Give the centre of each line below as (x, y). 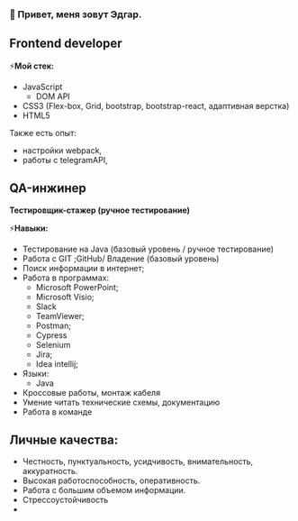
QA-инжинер (48, 188)
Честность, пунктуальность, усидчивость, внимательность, (138, 462)
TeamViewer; (60, 315)
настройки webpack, (62, 150)
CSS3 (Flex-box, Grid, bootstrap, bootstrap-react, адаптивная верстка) (156, 105)
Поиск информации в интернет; (83, 268)
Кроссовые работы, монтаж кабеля (91, 392)
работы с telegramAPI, (65, 160)
